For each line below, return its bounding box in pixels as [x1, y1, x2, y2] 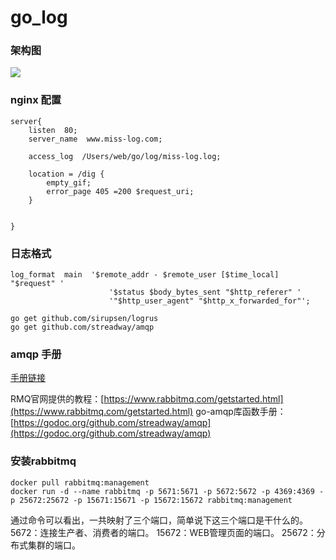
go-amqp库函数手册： [195, 406, 287, 418]
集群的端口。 [27, 539, 81, 551]
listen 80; [28, 125, 78, 135]
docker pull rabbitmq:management [10, 477, 150, 488]
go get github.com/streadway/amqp [10, 322, 155, 333]
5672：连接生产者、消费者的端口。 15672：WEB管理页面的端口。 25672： [10, 526, 317, 538]
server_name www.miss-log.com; [28, 134, 163, 144]
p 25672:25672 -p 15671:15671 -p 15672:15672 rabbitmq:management [10, 495, 293, 505]
